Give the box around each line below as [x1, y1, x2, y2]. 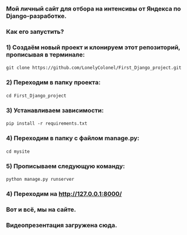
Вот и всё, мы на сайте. [6, 206, 77, 214]
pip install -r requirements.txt [6, 121, 88, 127]
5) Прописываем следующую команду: [6, 162, 125, 170]
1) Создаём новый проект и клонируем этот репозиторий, [6, 43, 181, 51]
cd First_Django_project [6, 93, 67, 99]
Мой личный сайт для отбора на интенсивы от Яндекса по [6, 5, 181, 13]
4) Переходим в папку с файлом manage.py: [6, 134, 140, 142]
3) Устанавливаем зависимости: [6, 106, 104, 114]
